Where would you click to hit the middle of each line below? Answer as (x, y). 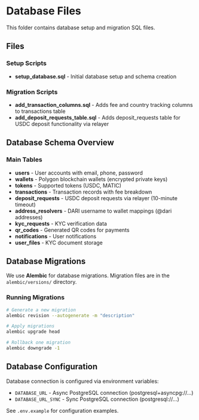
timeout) (25, 204)
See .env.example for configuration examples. (62, 410)
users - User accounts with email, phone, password (79, 173)
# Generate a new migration (41, 310)
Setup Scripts (26, 63)
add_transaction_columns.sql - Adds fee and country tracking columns (104, 105)
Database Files (44, 11)
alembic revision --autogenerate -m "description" (71, 315)
